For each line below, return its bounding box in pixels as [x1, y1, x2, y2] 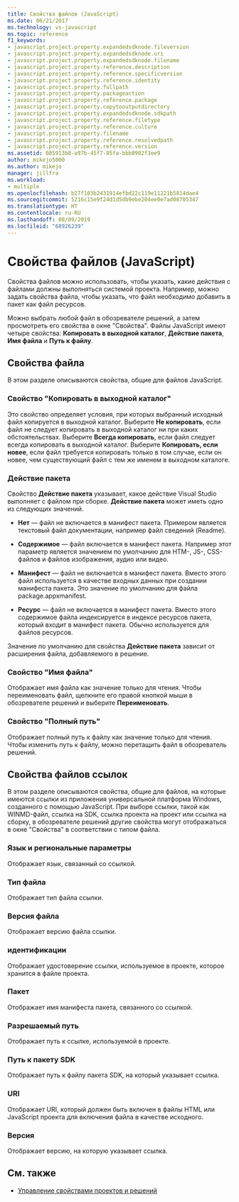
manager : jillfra [7, 169, 59, 177]
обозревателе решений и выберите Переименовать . [7, 698, 169, 707]
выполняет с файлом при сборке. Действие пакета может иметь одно [7, 496, 224, 505]
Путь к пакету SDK [7, 1055, 76, 1065]
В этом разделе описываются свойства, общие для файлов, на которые [7, 788, 226, 796]
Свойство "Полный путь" [7, 716, 101, 726]
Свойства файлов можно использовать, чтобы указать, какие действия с [7, 277, 231, 285]
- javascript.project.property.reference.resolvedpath [7, 136, 174, 143]
